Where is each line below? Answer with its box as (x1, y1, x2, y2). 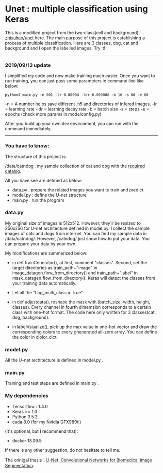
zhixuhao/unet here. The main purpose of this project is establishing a (5, 35, 145, 41)
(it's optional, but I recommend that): (5, 428, 78, 434)
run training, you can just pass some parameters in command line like (5, 78, 144, 84)
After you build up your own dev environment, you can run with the (5, 121, 139, 126)
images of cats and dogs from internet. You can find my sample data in (5, 230, 147, 236)
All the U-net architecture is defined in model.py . (5, 357, 103, 363)
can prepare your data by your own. (5, 241, 77, 247)
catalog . (5, 168, 21, 174)
